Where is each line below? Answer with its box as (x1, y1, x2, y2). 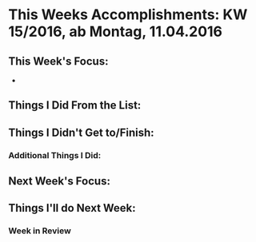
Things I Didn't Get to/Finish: (8, 125, 154, 139)
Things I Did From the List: (8, 98, 142, 113)
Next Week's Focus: (8, 174, 110, 188)
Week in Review (8, 225, 72, 236)
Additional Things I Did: (8, 149, 102, 161)
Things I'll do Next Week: (8, 201, 136, 215)
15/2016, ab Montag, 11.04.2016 (8, 22, 222, 41)
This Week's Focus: (8, 54, 109, 68)
